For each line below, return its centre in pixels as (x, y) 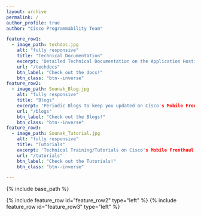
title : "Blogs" (36, 100)
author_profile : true (33, 23)
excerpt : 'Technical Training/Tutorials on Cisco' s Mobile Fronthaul (106, 150)
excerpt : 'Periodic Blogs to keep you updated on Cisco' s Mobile (100, 106)
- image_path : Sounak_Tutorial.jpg (56, 134)
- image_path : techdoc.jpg (45, 45)
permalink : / (22, 17)
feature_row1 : (24, 39)
